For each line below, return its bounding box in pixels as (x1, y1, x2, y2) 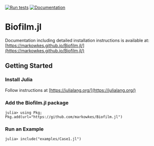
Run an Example (5, 126, 44, 132)
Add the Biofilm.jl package (5, 99, 69, 106)
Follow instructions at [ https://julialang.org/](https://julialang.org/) (5, 87, 136, 93)
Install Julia (5, 76, 33, 83)
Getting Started (5, 62, 53, 70)
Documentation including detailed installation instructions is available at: (5, 37, 150, 43)
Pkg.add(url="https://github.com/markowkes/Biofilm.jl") (5, 114, 123, 119)
